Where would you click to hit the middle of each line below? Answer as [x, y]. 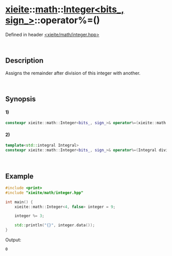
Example [19, 176]
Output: [13, 240]
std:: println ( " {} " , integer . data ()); [55, 225]
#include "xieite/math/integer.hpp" [44, 193]
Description [24, 61]
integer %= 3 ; [29, 216]
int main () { [19, 202]
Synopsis [20, 99]
